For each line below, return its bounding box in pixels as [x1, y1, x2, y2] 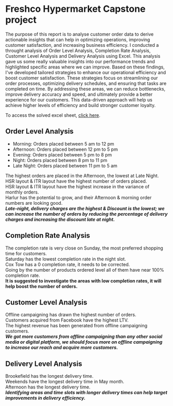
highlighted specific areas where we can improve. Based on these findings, [5, 64, 165, 70]
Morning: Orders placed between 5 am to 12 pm [12, 140, 114, 147]
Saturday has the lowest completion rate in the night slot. [5, 256, 126, 262]
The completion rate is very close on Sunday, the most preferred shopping [5, 245, 163, 251]
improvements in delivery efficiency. [5, 395, 86, 401]
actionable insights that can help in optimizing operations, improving [5, 37, 150, 43]
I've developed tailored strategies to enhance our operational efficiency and [5, 69, 166, 75]
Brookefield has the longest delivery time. [5, 373, 94, 379]
